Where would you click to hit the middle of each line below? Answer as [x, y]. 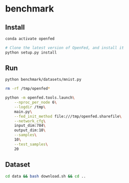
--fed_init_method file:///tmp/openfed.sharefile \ [68, 116]
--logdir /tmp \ [30, 107]
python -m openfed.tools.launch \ [40, 98]
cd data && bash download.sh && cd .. [45, 176]
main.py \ [23, 112]
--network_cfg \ [30, 121]
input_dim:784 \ [30, 126]
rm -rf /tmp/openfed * [28, 89]
